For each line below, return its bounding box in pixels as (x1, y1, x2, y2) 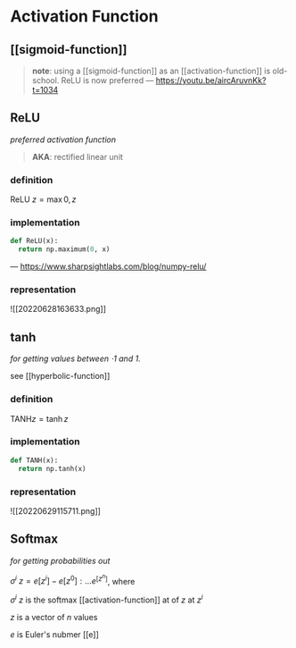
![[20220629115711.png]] (10, 505, 102, 516)
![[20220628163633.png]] (10, 304, 106, 315)
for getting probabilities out (10, 555, 111, 566)
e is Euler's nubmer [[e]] (10, 628, 99, 640)
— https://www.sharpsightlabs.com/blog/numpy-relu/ (10, 261, 207, 272)
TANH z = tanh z (10, 413, 69, 424)
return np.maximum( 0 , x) (18, 245, 111, 254)
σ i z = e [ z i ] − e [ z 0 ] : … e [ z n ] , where (10, 572, 136, 586)
